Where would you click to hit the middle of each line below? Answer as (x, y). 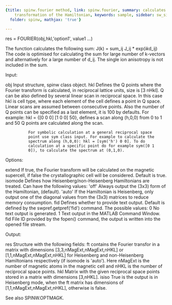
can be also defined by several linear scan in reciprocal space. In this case (84, 96)
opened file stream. (26, 224)
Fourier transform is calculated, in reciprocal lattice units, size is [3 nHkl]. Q (85, 90)
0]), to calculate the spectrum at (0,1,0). (76, 150)
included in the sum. (27, 65)
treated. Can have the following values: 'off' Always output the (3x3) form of (86, 186)
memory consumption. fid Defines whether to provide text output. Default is (85, 203)
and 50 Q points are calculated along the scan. (55, 123)
